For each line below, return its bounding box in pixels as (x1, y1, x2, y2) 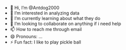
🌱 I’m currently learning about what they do (10, 15, 101, 21)
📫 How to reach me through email (10, 26, 82, 32)
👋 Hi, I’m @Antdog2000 (10, 5, 60, 10)
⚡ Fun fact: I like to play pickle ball (10, 39, 81, 45)
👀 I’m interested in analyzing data (10, 10, 79, 16)
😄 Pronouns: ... (10, 33, 43, 39)
